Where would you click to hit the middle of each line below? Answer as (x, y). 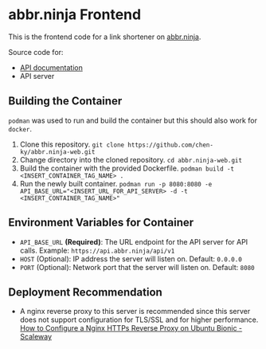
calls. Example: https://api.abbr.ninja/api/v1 (97, 250)
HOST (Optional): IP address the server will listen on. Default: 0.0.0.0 (131, 259)
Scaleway (36, 337)
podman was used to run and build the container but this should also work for (133, 120)
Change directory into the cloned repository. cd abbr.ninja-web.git (131, 159)
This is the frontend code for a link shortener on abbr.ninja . (105, 37)
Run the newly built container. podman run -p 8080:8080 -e (116, 183)
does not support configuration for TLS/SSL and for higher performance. (139, 320)
